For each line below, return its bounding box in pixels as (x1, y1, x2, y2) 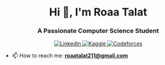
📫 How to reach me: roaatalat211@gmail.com (11, 52, 128, 59)
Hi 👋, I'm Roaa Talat (49, 5, 148, 19)
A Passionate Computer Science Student (37, 27, 160, 35)
